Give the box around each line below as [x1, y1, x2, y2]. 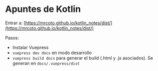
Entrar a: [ [5, 20, 26, 26]
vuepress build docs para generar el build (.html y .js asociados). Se [12, 55, 154, 61]
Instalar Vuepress [12, 44, 49, 50]
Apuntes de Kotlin [5, 3, 81, 15]
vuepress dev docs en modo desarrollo [12, 50, 92, 56]
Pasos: [5, 35, 19, 41]
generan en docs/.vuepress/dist [12, 60, 80, 66]
